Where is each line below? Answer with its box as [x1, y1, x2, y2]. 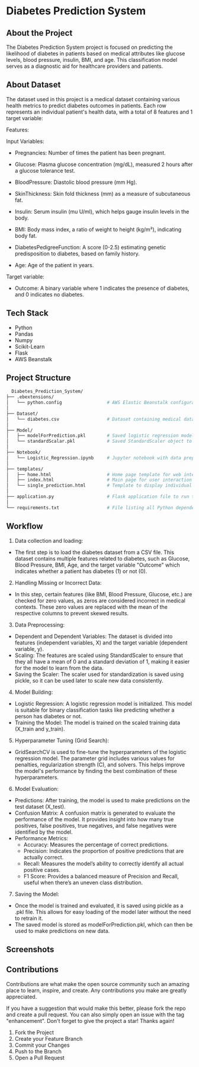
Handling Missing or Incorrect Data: [14, 579, 102, 586]
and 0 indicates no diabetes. [14, 290, 84, 298]
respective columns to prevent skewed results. [14, 609, 129, 617]
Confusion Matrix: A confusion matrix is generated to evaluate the [14, 809, 176, 816]
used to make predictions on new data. [14, 927, 110, 934]
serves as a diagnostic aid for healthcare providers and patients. [6, 62, 163, 70]
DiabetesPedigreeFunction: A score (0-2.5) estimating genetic [14, 243, 166, 251]
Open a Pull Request [14, 1054, 65, 1061]
